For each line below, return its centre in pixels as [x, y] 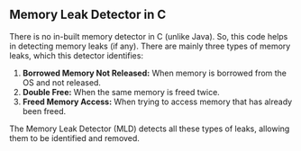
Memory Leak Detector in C [88, 15]
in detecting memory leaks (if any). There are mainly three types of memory [150, 46]
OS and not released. [62, 82]
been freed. [44, 111]
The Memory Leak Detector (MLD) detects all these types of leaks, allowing [150, 129]
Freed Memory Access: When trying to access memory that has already [157, 102]
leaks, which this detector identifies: [77, 55]
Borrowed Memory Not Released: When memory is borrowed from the [154, 73]
